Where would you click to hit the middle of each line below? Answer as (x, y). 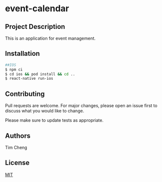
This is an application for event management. (51, 38)
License (17, 163)
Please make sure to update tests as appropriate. (54, 120)
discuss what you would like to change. (45, 111)
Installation (22, 54)
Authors (18, 136)
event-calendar (37, 9)
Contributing (25, 94)
